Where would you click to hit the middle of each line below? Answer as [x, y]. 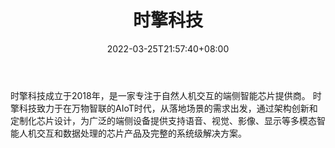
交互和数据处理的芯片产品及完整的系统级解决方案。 [141, 133]
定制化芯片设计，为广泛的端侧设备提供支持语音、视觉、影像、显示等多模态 [163, 120]
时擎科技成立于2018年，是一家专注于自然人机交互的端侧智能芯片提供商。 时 [166, 95]
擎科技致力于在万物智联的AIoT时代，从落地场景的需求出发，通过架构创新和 [164, 108]
